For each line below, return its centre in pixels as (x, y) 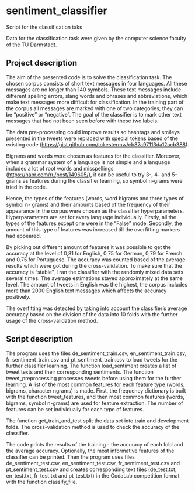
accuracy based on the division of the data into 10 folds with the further (92, 314)
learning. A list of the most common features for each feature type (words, (95, 384)
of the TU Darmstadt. (32, 45)
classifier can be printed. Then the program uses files (71, 457)
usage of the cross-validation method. (52, 320)
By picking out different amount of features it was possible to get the (88, 247)
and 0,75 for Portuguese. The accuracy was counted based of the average (96, 260)
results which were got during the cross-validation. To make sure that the (94, 265)
